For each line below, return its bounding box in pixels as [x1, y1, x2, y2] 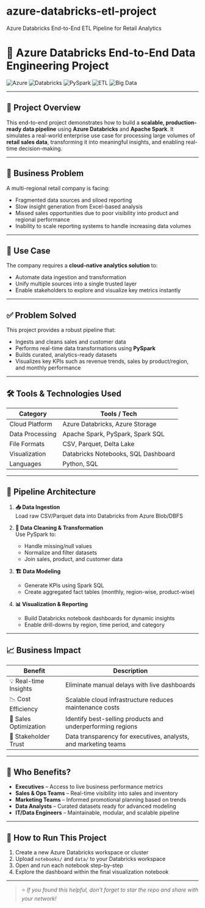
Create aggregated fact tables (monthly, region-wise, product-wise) [24, 588, 195, 595]
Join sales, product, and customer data [24, 555, 123, 563]
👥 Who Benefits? [6, 767, 71, 777]
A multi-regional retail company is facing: [6, 185, 110, 192]
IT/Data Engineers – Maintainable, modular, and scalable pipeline [15, 809, 180, 816]
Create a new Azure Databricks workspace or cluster [15, 849, 149, 856]
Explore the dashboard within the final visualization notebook [15, 868, 169, 876]
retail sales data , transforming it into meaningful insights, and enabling [6, 138, 185, 145]
